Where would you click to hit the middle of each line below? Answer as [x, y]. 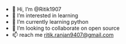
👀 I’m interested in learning [45, 15]
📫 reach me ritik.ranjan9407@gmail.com [63, 35]
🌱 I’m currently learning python [50, 22]
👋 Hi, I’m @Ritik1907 [37, 9]
